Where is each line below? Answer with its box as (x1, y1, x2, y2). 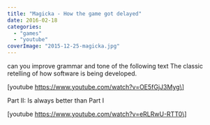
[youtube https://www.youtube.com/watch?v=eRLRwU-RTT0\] (7, 110, 187, 118)
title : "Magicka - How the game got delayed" (7, 10, 142, 17)
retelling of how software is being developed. (7, 69, 137, 78)
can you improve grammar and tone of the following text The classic (7, 62, 204, 70)
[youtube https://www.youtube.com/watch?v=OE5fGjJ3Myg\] (7, 83, 185, 91)
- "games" (13, 29, 42, 37)
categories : (7, 23, 42, 30)
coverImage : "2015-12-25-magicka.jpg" (7, 43, 120, 50)
